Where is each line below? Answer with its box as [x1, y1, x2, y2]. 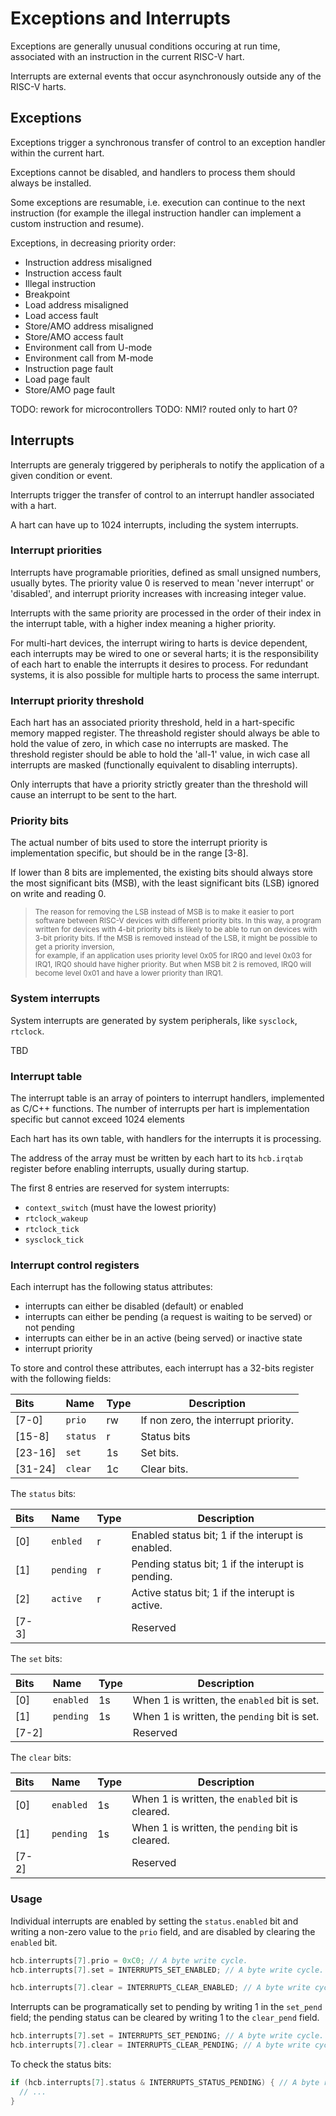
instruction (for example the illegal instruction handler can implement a [10, 207, 302, 219]
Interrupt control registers [10, 1258, 140, 1272]
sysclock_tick [24, 1235, 84, 1246]
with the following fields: [10, 1373, 112, 1385]
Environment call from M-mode [24, 352, 154, 364]
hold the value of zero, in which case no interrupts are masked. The [10, 738, 289, 750]
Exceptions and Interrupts [10, 7, 231, 30]
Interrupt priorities [10, 543, 103, 557]
